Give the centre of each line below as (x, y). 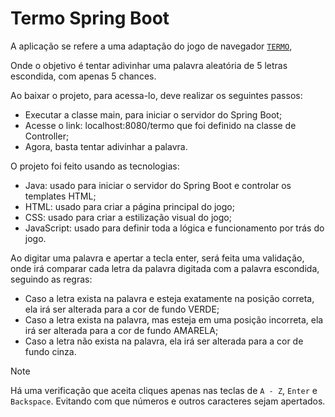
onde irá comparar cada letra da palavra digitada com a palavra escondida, (165, 268)
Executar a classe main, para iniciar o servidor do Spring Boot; (153, 114)
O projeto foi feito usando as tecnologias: (95, 166)
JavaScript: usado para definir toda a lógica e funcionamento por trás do (174, 228)
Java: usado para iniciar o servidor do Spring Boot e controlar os (158, 185)
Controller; (47, 136)
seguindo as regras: (51, 279)
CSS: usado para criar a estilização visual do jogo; (128, 217)
